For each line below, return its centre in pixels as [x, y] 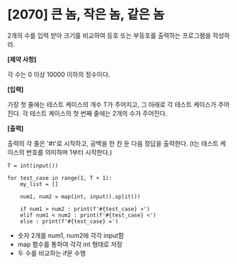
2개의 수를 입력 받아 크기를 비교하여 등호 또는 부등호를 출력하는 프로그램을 [109, 35]
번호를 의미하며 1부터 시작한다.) [69, 152]
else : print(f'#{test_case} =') [69, 221]
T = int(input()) [33, 166]
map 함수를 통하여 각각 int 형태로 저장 [70, 244]
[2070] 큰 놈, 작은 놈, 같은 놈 [86, 15]
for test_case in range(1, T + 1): [60, 178]
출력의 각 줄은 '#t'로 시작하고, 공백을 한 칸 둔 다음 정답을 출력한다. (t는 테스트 [113, 143]
